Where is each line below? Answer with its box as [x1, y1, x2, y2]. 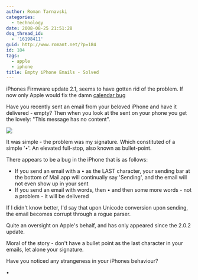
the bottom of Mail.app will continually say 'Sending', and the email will [14, 174, 187, 181]
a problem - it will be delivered [14, 193, 89, 200]
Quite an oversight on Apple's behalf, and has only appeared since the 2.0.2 [6, 222, 191, 229]
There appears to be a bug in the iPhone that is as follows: [6, 156, 148, 163]
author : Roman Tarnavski [6, 8, 67, 15]
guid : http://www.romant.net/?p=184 [6, 42, 96, 48]
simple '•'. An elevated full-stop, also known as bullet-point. [6, 144, 152, 152]
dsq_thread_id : [6, 31, 44, 37]
